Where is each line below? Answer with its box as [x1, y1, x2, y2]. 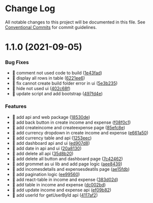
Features [5, 103, 27, 110]
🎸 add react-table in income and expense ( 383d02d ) [12, 177, 118, 182]
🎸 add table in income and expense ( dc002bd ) [12, 181, 106, 187]
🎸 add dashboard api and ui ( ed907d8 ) [12, 140, 90, 146]
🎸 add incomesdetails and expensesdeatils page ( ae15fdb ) [12, 166, 130, 172]
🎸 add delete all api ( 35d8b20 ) [12, 150, 74, 157]
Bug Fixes [5, 59, 29, 66]
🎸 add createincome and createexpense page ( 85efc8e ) [12, 124, 126, 130]
